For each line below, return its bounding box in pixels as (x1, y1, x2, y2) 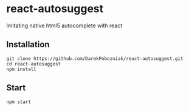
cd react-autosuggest (6, 61, 61, 67)
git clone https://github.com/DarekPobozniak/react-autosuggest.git (6, 55, 184, 62)
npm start (6, 99, 32, 105)
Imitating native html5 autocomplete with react (6, 22, 123, 29)
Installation (6, 39, 50, 50)
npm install (6, 66, 36, 72)
